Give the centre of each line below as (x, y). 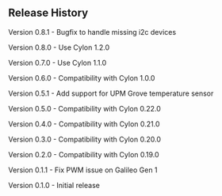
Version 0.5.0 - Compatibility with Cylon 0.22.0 (84, 108)
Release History (48, 13)
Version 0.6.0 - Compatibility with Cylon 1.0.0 (82, 77)
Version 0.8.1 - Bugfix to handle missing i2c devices (92, 32)
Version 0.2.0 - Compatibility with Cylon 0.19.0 (84, 154)
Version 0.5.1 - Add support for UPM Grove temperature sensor (111, 93)
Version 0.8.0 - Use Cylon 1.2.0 (59, 47)
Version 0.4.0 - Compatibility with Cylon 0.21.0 (84, 124)
